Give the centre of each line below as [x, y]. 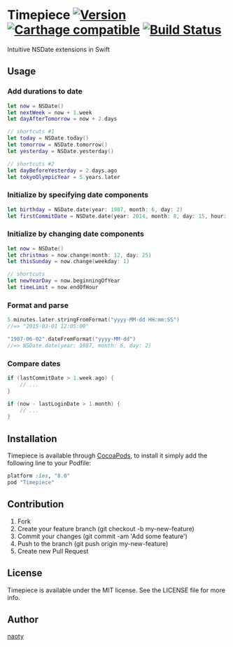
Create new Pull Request [53, 551]
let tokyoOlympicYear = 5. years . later [64, 177]
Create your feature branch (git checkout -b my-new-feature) [106, 528]
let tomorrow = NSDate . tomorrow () [58, 145]
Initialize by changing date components [76, 234]
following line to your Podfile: [49, 463]
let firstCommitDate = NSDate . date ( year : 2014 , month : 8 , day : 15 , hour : [117, 216]
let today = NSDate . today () [48, 138]
